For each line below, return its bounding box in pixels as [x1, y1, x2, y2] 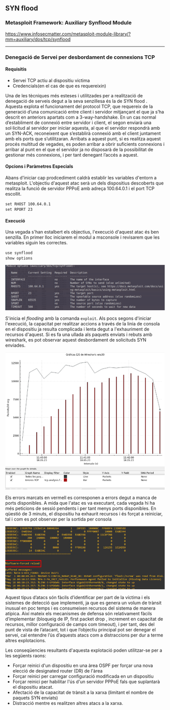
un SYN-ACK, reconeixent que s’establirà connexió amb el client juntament [5, 130, 161, 136]
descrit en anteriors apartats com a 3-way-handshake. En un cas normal [5, 114, 157, 120]
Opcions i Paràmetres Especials [5, 163, 73, 169]
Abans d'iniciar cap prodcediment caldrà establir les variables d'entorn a [5, 175, 157, 181]
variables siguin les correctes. [5, 240, 68, 246]
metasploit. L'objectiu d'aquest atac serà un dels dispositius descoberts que [5, 180, 164, 186]
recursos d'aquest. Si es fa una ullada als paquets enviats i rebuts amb [5, 331, 153, 338]
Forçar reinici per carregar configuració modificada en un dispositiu [12, 674, 154, 680]
